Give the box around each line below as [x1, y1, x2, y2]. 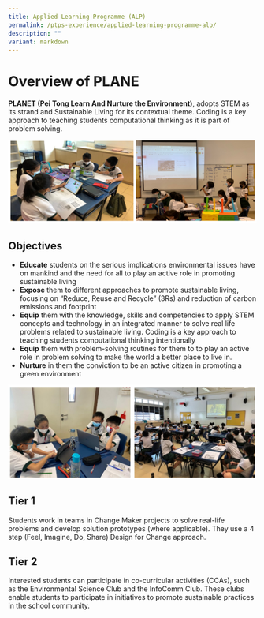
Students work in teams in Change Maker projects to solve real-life [8, 515, 225, 525]
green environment [19, 369, 82, 379]
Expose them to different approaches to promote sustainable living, [19, 285, 239, 295]
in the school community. [8, 601, 91, 611]
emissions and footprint [19, 302, 97, 312]
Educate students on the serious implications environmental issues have [19, 260, 255, 270]
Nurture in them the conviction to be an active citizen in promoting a [19, 361, 242, 370]
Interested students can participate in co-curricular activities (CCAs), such [8, 576, 250, 586]
